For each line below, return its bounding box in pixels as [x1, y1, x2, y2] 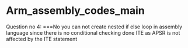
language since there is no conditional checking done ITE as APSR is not [6, 29, 180, 36]
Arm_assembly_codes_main [6, 4, 145, 17]
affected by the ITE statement [6, 35, 78, 42]
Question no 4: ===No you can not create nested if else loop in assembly [6, 23, 183, 30]
